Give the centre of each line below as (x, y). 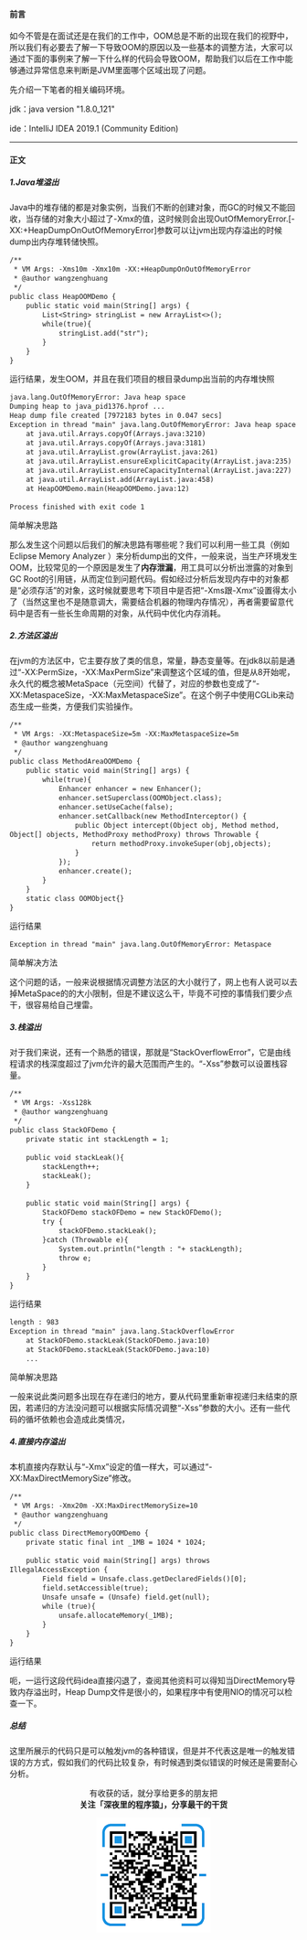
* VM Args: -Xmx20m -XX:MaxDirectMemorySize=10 (106, 1506)
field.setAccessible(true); (95, 1588)
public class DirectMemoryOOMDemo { (79, 1533)
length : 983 (34, 1322)
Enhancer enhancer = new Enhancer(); (130, 788)
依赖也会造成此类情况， (85, 1419)
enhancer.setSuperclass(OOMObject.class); (140, 798)
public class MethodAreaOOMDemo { (75, 761)
